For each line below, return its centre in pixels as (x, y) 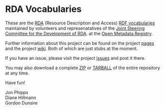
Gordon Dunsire (21, 103)
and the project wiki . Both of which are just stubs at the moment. (72, 48)
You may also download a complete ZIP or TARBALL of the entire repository (83, 68)
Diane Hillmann (21, 98)
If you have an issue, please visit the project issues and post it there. (76, 58)
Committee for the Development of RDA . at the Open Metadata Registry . (79, 33)
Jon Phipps (17, 92)
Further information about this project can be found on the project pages (80, 43)
